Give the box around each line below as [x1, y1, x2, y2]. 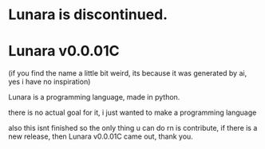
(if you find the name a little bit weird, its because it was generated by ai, [8, 69, 247, 78]
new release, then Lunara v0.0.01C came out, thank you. [8, 131, 193, 141]
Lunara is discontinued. [8, 6, 168, 24]
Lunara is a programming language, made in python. [8, 92, 180, 102]
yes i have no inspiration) [8, 77, 91, 87]
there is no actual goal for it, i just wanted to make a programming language [8, 108, 257, 117]
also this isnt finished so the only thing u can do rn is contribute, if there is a [8, 124, 258, 133]
